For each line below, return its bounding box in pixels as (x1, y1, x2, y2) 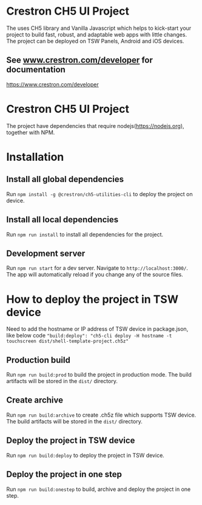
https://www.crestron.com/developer (6, 80, 99, 88)
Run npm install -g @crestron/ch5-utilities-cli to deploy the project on (6, 190, 193, 197)
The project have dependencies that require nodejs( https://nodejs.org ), (6, 122, 184, 129)
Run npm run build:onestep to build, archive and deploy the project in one (6, 486, 191, 493)
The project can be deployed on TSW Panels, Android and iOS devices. (6, 37, 184, 44)
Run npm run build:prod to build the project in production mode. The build (6, 371, 192, 378)
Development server (6, 248, 86, 258)
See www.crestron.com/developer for (6, 55, 153, 65)
